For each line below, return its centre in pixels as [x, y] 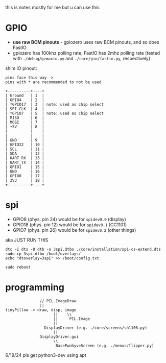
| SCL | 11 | [25, 149]
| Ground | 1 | [25, 95]
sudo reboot [18, 267]
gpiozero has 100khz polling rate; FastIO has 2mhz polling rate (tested [86, 53]
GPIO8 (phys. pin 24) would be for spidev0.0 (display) [69, 219]
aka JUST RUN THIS [27, 240]
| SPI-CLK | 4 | [25, 109]
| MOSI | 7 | [25, 122]
